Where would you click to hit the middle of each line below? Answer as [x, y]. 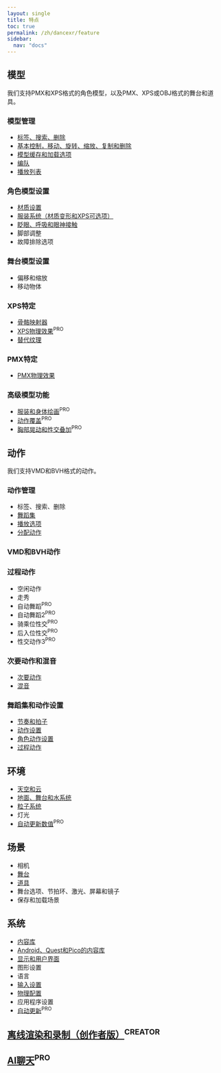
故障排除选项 [35, 242]
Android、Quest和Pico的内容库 [61, 950]
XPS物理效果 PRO [40, 330]
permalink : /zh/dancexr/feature [53, 33]
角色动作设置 [35, 739]
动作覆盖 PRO [34, 420]
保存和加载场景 [38, 900]
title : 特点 [23, 20]
